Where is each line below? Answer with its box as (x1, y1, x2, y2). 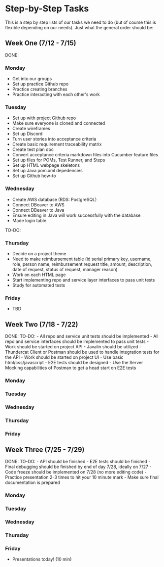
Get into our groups (12, 76, 52, 82)
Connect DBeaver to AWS (12, 201, 65, 208)
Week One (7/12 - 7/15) (5, 39, 76, 47)
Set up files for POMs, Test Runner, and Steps (12, 157, 105, 163)
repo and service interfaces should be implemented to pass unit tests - (5, 338, 149, 344)
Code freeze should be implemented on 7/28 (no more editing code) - (5, 469, 147, 475)
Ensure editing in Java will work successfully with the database (12, 212, 141, 218)
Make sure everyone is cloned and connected (12, 120, 105, 126)
